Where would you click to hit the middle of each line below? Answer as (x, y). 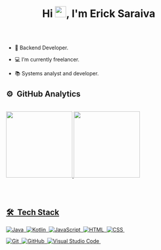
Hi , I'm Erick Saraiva (99, 14)
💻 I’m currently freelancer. (47, 59)
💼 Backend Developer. (41, 48)
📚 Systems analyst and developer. (56, 73)
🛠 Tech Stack (33, 213)
